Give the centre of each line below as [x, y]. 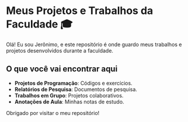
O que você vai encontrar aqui [62, 69]
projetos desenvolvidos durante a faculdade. [60, 50]
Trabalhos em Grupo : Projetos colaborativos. [69, 95]
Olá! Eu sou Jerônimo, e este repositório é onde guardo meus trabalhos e [94, 44]
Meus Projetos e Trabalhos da [80, 11]
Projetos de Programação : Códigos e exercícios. [73, 83]
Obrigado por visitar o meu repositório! [53, 113]
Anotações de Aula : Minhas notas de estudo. [69, 102]
